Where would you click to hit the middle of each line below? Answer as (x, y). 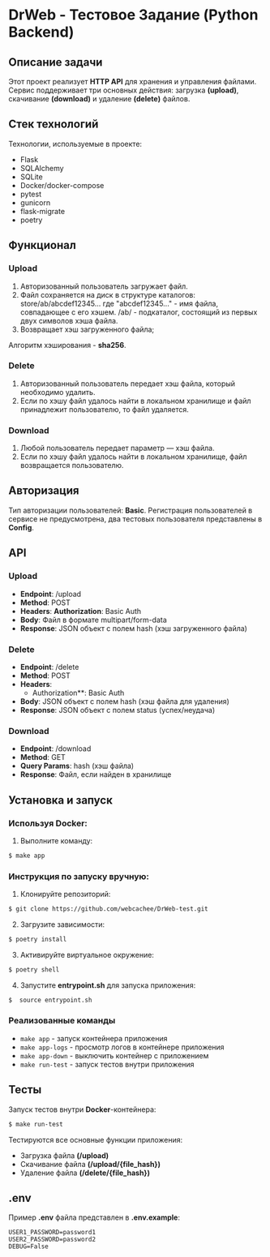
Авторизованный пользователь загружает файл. (104, 286)
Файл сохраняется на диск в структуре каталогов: (108, 294)
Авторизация (44, 491)
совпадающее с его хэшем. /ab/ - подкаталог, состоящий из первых (139, 312)
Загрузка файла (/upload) (64, 1155)
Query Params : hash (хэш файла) (77, 766)
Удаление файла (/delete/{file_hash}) (85, 1173)
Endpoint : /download (56, 749)
